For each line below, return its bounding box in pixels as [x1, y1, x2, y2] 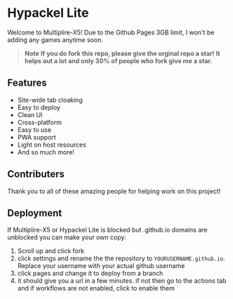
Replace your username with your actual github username [17, 262, 185, 270]
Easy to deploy [17, 103, 61, 112]
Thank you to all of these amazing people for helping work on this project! [7, 187, 221, 195]
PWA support [17, 133, 56, 141]
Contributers [7, 168, 65, 180]
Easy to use [17, 125, 51, 134]
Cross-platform [17, 118, 62, 126]
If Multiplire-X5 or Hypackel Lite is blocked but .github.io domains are [7, 226, 208, 234]
